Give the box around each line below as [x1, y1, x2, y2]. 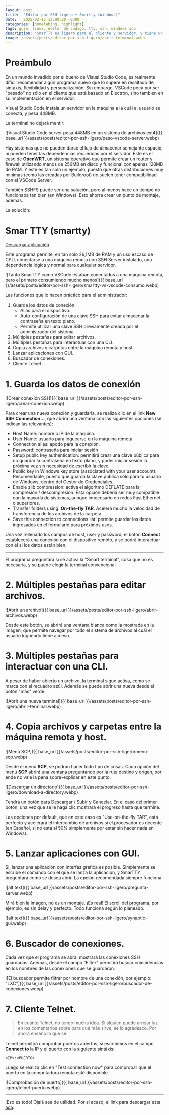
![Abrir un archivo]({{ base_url [5, 607, 67, 613]
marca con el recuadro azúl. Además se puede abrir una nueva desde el [5, 683, 154, 689]
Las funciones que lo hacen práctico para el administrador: [5, 292, 127, 298]
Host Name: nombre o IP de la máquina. [12, 430, 96, 436]
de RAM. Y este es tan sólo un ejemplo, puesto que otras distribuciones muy [5, 166, 164, 172]
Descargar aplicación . [5, 241, 51, 247]
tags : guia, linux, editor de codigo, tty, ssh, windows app [5, 26, 136, 31]
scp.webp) [5, 754, 28, 760]
